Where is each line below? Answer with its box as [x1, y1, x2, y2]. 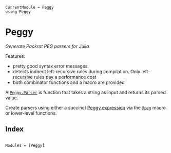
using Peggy [5, 9, 31, 14]
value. [5, 95, 18, 101]
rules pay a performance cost [34, 74, 97, 80]
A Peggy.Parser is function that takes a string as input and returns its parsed [5, 89, 166, 95]
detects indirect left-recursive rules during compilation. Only [12, 68, 141, 74]
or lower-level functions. [5, 110, 57, 116]
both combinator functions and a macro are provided [12, 79, 125, 85]
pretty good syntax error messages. [12, 63, 89, 69]
